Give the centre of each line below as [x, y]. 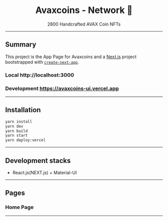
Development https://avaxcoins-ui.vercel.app [62, 88]
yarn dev [14, 126]
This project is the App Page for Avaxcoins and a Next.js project [71, 57]
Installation [23, 110]
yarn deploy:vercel [25, 140]
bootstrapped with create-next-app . [42, 62]
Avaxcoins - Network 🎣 [84, 10]
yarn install [19, 122]
